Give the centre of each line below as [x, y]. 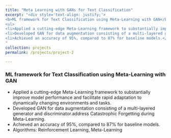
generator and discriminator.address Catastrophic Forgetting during [83, 113]
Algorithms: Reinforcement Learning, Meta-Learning [67, 129]
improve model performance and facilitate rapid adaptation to [77, 97]
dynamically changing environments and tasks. [62, 102]
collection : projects [28, 48]
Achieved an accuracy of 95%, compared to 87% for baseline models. [86, 124]
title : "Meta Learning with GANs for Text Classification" [69, 10]
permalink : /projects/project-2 [39, 52]
